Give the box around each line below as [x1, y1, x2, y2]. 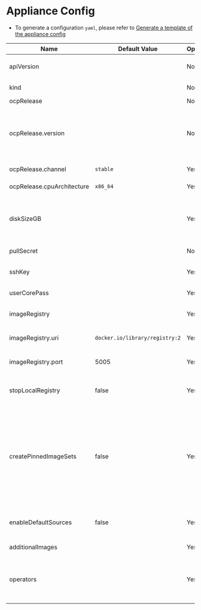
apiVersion [9, 62, 39, 70]
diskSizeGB [9, 214, 42, 223]
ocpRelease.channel [9, 165, 67, 173]
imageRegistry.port [9, 357, 63, 366]
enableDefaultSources [9, 518, 72, 526]
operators [9, 575, 37, 583]
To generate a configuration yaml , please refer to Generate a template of [14, 24, 193, 31]
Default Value [118, 44, 158, 53]
